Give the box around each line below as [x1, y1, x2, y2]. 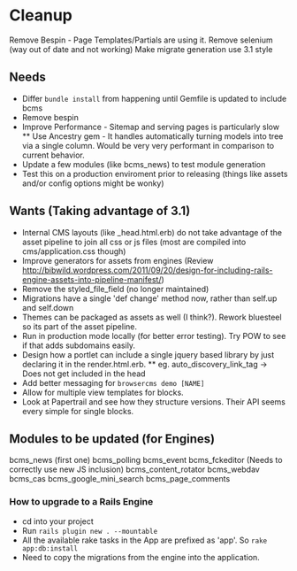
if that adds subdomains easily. [21, 340, 135, 351]
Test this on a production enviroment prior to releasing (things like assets [21, 168, 288, 179]
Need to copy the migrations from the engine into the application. [21, 552, 261, 562]
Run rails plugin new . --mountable [21, 525, 158, 536]
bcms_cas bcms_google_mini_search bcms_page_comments [9, 474, 231, 484]
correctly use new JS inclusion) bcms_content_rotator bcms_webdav [9, 464, 261, 475]
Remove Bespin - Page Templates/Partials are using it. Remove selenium [9, 35, 274, 45]
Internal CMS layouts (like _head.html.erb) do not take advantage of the [21, 227, 283, 237]
